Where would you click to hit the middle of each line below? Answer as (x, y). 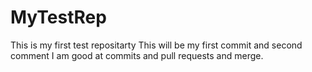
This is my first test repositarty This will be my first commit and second (156, 45)
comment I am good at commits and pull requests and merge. (137, 55)
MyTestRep (58, 17)
